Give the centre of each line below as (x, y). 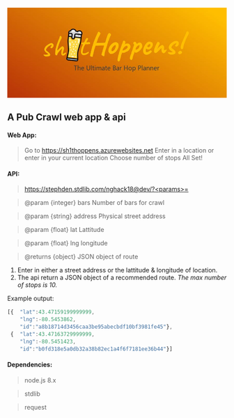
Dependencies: (30, 365)
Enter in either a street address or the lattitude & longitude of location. (117, 270)
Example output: (31, 299)
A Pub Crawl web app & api (67, 117)
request (35, 407)
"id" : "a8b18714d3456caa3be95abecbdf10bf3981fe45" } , (96, 327)
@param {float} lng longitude (66, 243)
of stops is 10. (37, 285)
